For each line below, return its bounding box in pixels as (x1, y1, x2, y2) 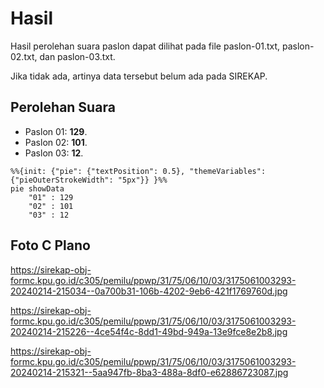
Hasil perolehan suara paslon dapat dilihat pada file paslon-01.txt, (10, 40, 281, 52)
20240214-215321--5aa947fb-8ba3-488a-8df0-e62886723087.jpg (10, 366, 289, 378)
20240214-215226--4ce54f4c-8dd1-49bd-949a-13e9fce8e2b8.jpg (10, 325, 288, 337)
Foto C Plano (10, 237, 91, 254)
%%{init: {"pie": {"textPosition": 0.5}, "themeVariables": (10, 166, 267, 176)
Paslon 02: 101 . (24, 136, 88, 148)
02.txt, (10, 50, 38, 62)
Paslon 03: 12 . (24, 147, 84, 159)
